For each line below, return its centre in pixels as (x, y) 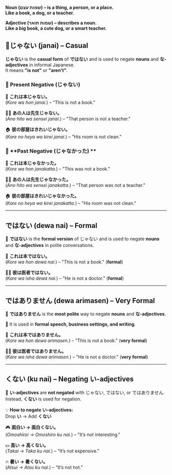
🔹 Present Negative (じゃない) (43, 84)
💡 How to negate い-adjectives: (39, 410)
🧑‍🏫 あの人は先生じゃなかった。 (38, 180)
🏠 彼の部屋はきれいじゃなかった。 (42, 196)
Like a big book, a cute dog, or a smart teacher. (56, 28)
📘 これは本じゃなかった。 (32, 163)
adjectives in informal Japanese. (40, 65)
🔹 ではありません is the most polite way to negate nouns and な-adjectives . (86, 314)
